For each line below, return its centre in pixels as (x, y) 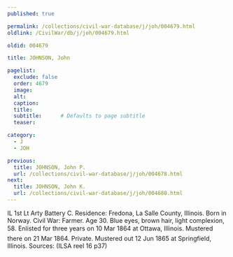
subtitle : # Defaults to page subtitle (79, 116)
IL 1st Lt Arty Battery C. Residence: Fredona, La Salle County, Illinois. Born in (117, 213)
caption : (26, 103)
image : (23, 90)
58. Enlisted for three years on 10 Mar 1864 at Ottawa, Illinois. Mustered (110, 228)
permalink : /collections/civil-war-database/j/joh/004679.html (101, 26)
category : (22, 135)
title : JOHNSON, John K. (50, 187)
